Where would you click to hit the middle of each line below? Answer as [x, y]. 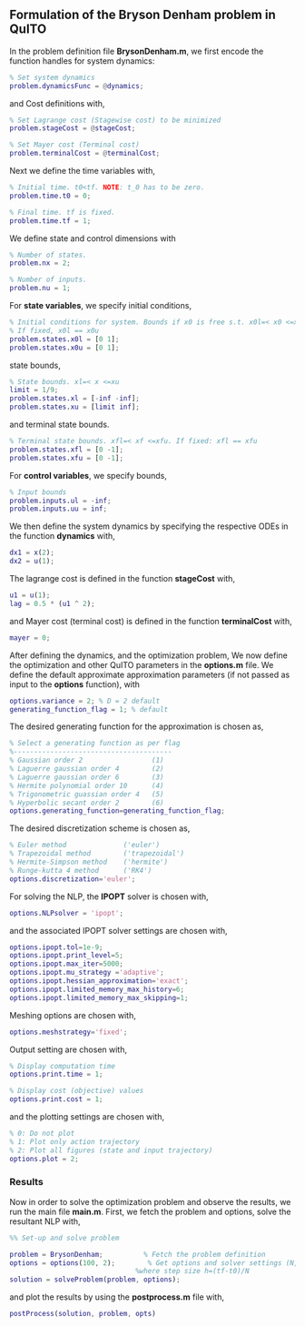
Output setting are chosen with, [68, 1049]
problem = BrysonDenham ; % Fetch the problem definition [138, 1254]
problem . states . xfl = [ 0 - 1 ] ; [67, 450]
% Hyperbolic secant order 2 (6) [87, 803]
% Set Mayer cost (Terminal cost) [75, 145]
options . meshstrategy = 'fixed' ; [69, 1032]
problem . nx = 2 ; [40, 263]
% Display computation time [63, 1066]
